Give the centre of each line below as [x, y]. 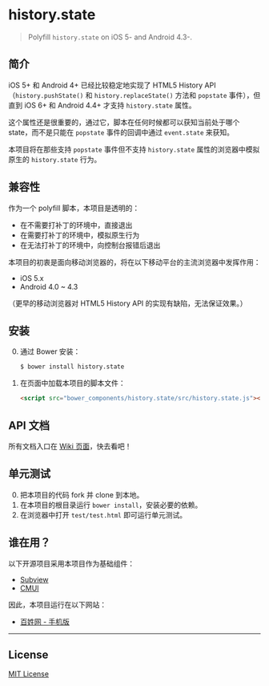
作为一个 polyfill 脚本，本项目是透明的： [74, 208]
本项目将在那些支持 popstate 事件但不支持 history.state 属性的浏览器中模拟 [134, 149]
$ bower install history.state [72, 367]
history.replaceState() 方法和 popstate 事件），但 [177, 95]
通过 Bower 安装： [50, 351]
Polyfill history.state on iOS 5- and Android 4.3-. [110, 37]
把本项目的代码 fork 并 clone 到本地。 [82, 494]
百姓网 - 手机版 [45, 621]
